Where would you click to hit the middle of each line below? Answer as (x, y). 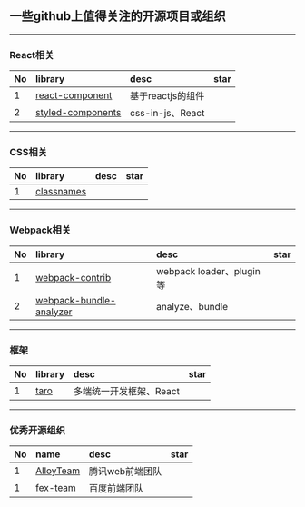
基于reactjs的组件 (167, 96)
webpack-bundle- (76, 300)
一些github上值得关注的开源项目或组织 (118, 16)
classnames (61, 192)
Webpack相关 (40, 230)
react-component (74, 95)
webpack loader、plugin (208, 271)
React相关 (32, 55)
